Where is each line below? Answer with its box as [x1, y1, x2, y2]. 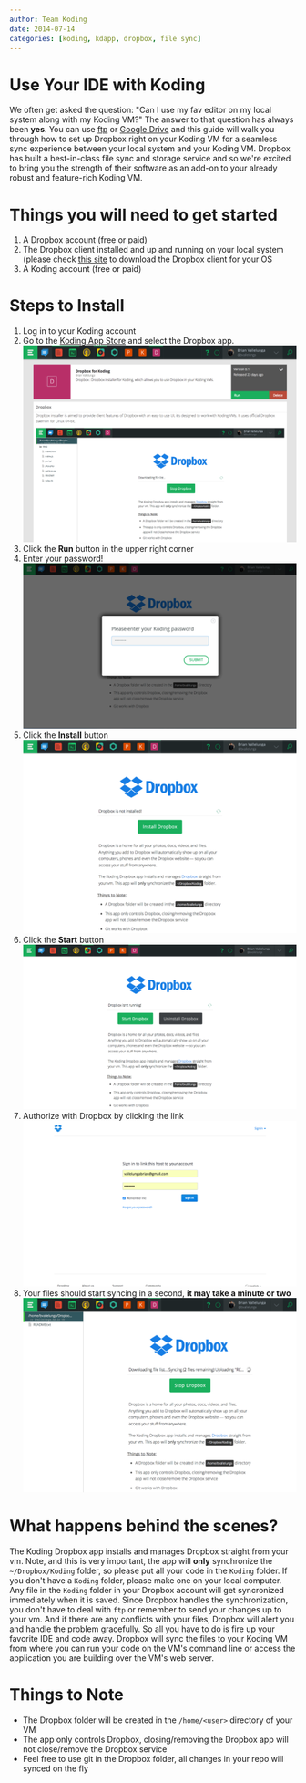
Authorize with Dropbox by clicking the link [22, 1110, 184, 1121]
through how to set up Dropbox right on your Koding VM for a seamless [9, 133, 278, 145]
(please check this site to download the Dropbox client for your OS [22, 254, 273, 264]
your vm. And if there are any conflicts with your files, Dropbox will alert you [9, 1613, 295, 1624]
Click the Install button [22, 730, 109, 741]
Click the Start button [22, 935, 105, 946]
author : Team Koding [9, 15, 88, 24]
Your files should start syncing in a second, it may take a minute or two [22, 1287, 291, 1299]
